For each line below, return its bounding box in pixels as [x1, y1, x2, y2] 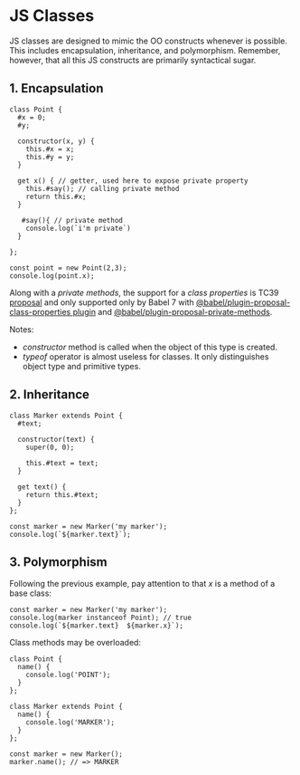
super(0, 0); [25, 443, 75, 452]
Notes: [9, 323, 34, 335]
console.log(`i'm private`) [25, 224, 131, 233]
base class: [9, 588, 52, 598]
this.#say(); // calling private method [25, 184, 180, 193]
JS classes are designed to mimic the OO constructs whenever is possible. [9, 35, 287, 46]
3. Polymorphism [9, 554, 108, 569]
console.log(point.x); [9, 271, 95, 281]
